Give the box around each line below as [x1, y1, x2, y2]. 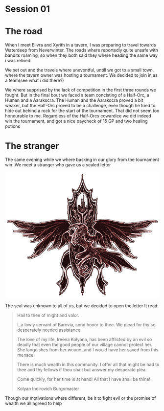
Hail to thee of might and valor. [17, 312, 79, 319]
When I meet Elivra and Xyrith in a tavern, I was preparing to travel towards [5, 42, 156, 48]
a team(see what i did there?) [5, 77, 64, 84]
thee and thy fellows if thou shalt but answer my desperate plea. [17, 367, 147, 373]
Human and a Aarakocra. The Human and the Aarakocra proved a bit [5, 97, 143, 103]
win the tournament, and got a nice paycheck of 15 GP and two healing [5, 118, 148, 124]
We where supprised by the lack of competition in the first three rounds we [5, 87, 156, 93]
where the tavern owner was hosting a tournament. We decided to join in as [5, 72, 158, 78]
